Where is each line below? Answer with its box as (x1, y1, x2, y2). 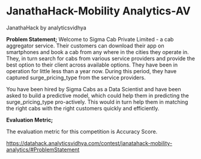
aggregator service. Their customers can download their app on (6, 42, 164, 49)
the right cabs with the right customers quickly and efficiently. (6, 104, 160, 112)
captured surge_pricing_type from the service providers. (6, 74, 146, 81)
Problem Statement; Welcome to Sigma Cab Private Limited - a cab (6, 35, 174, 43)
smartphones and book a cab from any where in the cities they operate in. (6, 48, 189, 55)
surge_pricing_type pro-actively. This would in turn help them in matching (6, 98, 188, 106)
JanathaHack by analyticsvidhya (6, 24, 87, 31)
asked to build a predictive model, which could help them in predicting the (6, 92, 189, 99)
